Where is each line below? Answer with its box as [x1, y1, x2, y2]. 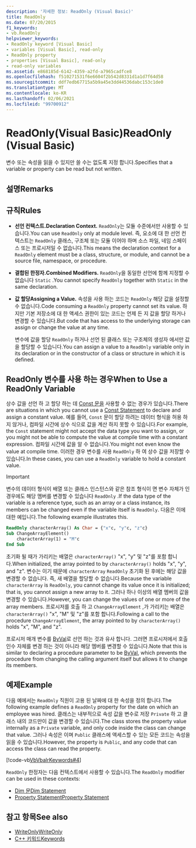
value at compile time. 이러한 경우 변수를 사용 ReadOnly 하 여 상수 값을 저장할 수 [6, 448, 190, 455]
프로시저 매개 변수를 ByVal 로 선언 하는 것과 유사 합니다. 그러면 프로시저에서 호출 [6, 635, 188, 642]
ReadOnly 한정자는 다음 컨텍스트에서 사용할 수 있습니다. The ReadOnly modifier [6, 768, 185, 775]
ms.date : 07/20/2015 [6, 19, 57, 25]
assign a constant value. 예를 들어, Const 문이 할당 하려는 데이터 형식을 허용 [6, 413, 182, 420]
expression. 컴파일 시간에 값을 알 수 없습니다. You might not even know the [6, 440, 180, 448]
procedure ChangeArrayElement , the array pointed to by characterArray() [6, 617, 181, 624]
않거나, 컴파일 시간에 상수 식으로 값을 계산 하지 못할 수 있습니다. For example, [12, 421, 188, 428]
